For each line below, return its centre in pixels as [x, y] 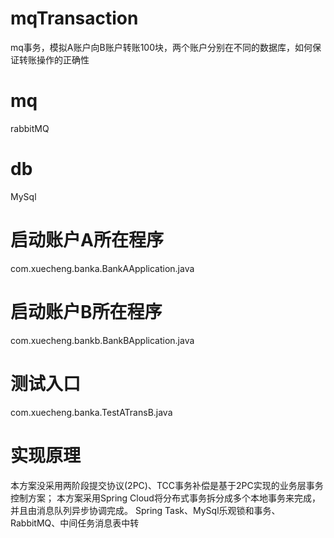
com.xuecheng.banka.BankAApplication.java [102, 268]
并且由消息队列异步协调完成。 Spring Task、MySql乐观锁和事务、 [145, 510]
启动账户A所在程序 [87, 240]
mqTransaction [74, 18]
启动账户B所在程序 [86, 311]
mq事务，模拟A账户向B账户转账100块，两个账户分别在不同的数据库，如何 [161, 47]
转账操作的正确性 [54, 59]
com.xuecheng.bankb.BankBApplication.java [102, 340]
